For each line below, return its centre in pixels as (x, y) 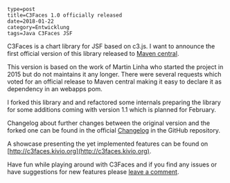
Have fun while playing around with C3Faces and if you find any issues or (112, 164)
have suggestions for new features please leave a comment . (93, 172)
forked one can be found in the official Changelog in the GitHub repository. (114, 130)
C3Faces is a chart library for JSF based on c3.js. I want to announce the (111, 46)
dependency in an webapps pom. (55, 89)
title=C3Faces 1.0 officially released (65, 15)
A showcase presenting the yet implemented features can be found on (108, 144)
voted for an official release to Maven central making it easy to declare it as (114, 81)
